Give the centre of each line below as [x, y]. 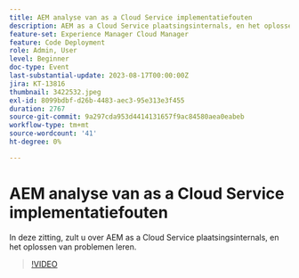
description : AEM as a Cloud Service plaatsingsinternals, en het [135, 26]
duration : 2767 [37, 109]
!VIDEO [44, 264]
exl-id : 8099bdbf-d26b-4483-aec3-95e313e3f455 [97, 100]
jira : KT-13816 [37, 84]
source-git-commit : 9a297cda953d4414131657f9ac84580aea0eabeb [127, 117]
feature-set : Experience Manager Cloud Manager [99, 34]
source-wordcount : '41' [53, 134]
